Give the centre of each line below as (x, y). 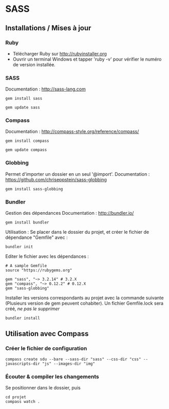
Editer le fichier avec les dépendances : (47, 256)
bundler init (19, 247)
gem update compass (26, 150)
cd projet (16, 397)
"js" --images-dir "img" (69, 364)
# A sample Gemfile (26, 266)
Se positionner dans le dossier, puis (43, 388)
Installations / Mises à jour (48, 28)
